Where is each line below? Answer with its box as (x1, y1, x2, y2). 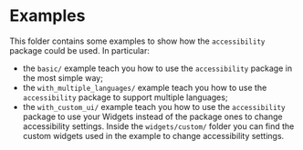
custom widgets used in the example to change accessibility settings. (22, 130, 285, 141)
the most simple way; (22, 72, 103, 83)
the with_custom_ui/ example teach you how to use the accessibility (22, 101, 286, 112)
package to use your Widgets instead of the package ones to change (22, 111, 283, 122)
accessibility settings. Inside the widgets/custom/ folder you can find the (22, 120, 295, 132)
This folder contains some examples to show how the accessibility (9, 35, 266, 46)
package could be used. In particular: (9, 45, 151, 55)
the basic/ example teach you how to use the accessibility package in (22, 63, 293, 74)
